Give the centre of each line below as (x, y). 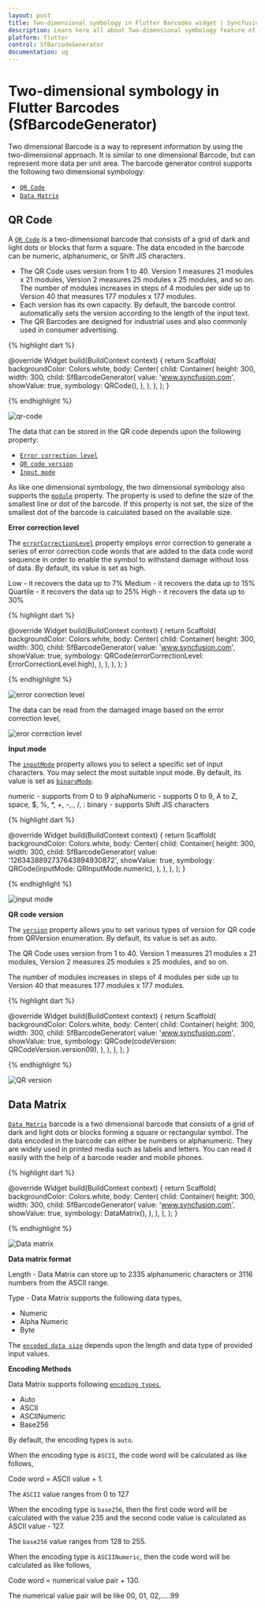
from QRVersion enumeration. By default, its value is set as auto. (113, 938)
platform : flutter (38, 37)
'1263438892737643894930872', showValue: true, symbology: (111, 860)
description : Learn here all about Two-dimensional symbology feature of (132, 30)
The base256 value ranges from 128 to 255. (77, 1541)
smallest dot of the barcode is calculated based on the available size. (120, 512)
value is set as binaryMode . (51, 781)
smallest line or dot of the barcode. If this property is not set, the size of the (131, 504)
